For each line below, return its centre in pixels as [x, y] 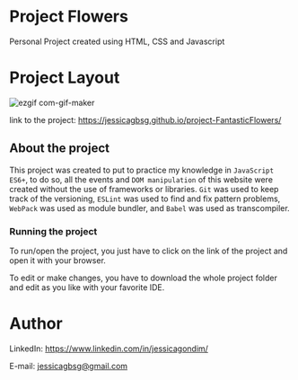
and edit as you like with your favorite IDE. [87, 287]
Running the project [53, 231]
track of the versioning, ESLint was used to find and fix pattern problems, [145, 199]
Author [36, 324]
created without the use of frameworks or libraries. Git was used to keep [144, 189]
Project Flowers [69, 17]
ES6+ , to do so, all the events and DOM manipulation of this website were [141, 179]
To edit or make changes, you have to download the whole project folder [144, 278]
